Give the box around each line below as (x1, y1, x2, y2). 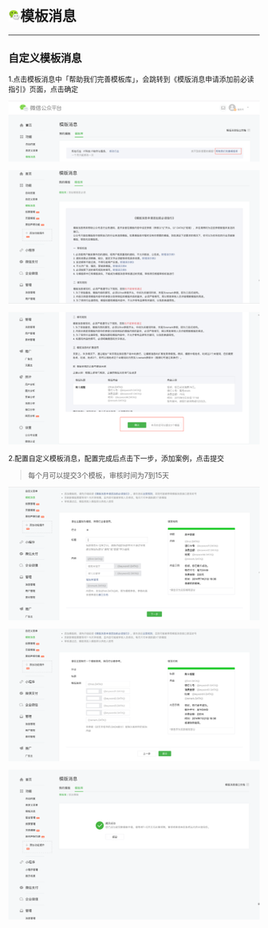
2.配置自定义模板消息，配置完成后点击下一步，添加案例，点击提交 (8, 453, 225, 464)
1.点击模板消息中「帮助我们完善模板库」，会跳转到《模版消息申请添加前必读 (8, 74, 254, 84)
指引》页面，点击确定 (8, 84, 78, 94)
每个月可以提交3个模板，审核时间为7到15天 (27, 471, 170, 480)
